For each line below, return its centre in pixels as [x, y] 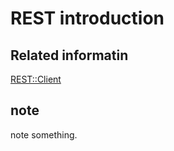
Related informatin [69, 55]
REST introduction [87, 18]
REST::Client [36, 79]
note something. [44, 134]
